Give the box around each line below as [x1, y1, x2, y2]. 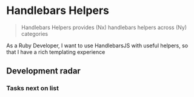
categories [21, 30, 48, 37]
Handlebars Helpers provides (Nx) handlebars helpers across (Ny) [21, 24, 187, 31]
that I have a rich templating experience [6, 48, 105, 55]
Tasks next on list [6, 84, 59, 93]
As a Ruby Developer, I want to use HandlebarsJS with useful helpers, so [6, 42, 189, 49]
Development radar [6, 66, 81, 76]
